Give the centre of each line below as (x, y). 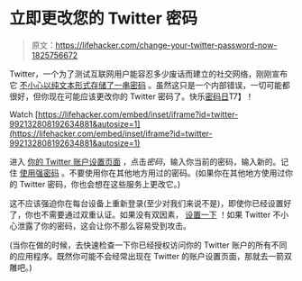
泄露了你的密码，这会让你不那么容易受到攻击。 (104, 225)
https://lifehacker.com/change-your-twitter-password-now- (166, 45)
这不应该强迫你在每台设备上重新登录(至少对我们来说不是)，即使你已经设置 (146, 203)
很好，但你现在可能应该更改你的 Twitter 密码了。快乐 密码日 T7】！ (132, 96)
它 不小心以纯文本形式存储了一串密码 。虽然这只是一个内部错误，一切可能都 (150, 85)
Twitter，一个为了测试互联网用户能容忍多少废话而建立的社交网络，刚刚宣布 (149, 74)
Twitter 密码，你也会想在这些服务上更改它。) (100, 184)
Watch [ (24, 114)
